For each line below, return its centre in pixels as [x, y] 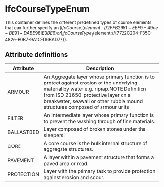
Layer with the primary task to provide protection [100, 171]
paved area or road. [66, 163]
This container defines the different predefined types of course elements [78, 22]
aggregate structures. [69, 149]
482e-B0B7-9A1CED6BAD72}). [36, 39]
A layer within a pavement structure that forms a [99, 157]
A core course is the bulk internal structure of [96, 143]
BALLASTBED [23, 132]
